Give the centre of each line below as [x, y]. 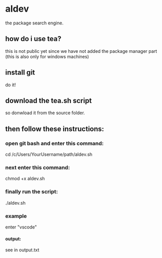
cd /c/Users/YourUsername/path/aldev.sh [49, 154]
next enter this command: [37, 167]
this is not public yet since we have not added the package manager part [81, 51]
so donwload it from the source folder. [45, 113]
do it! [11, 85]
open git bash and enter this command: [54, 143]
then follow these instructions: [55, 129]
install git [20, 72]
